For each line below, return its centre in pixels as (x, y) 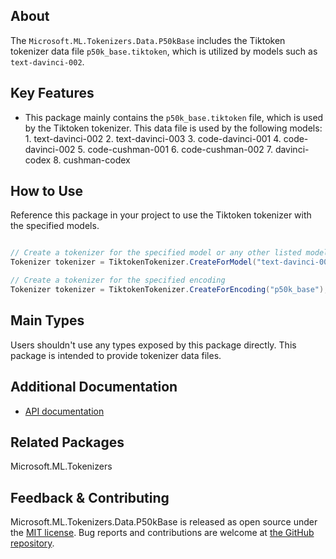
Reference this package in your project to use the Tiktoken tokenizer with (161, 215)
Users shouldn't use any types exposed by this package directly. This (153, 345)
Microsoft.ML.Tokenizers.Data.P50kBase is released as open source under (164, 522)
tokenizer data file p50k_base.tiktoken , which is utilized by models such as (164, 51)
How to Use (47, 191)
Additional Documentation (94, 387)
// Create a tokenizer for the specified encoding (118, 280)
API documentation (64, 411)
